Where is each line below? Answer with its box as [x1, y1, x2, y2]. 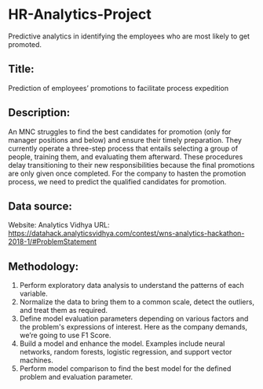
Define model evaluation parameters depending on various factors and [19, 314, 249, 323]
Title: [8, 63, 35, 76]
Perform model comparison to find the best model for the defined [19, 364, 232, 373]
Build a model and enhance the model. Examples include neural [19, 339, 225, 348]
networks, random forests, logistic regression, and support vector [19, 347, 232, 357]
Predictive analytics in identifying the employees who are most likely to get [8, 31, 250, 41]
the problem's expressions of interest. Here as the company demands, [19, 322, 248, 332]
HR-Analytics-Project [8, 5, 152, 24]
